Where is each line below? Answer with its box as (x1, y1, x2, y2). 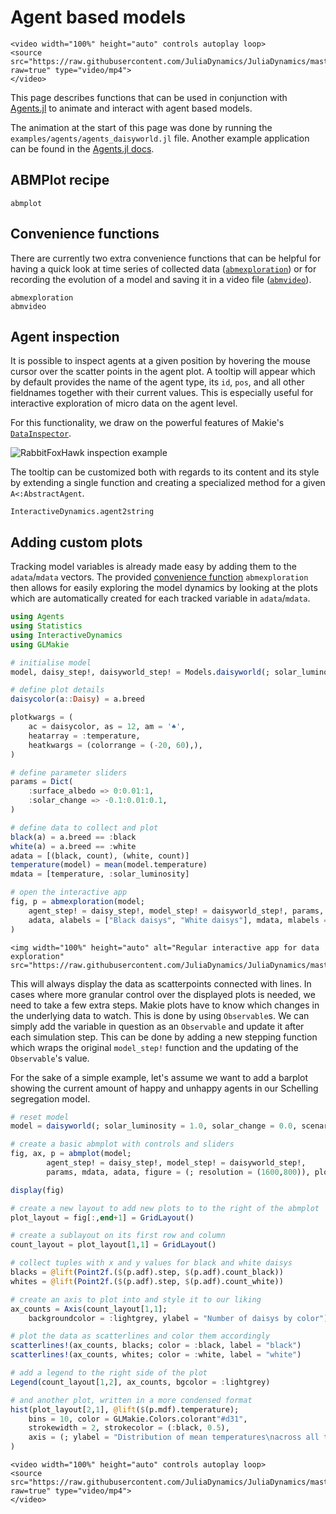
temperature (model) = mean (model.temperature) (10, 860, 208, 870)
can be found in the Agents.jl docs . (10, 142, 155, 155)
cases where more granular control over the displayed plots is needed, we (10, 988, 316, 1000)
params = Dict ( (10, 777, 74, 787)
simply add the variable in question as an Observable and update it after (10, 1020, 305, 1032)
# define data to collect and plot (10, 822, 159, 833)
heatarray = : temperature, (28, 731, 141, 741)
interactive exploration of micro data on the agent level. (10, 397, 238, 410)
